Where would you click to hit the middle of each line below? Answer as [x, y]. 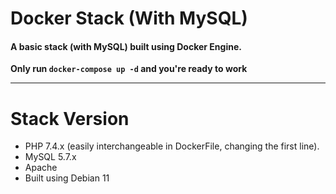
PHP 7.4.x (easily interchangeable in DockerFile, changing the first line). [172, 146]
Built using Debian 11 [67, 178]
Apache [41, 168]
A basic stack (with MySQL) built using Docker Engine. [126, 46]
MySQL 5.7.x [50, 157]
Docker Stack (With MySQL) [129, 18]
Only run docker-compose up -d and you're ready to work [129, 69]
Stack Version [70, 118]
